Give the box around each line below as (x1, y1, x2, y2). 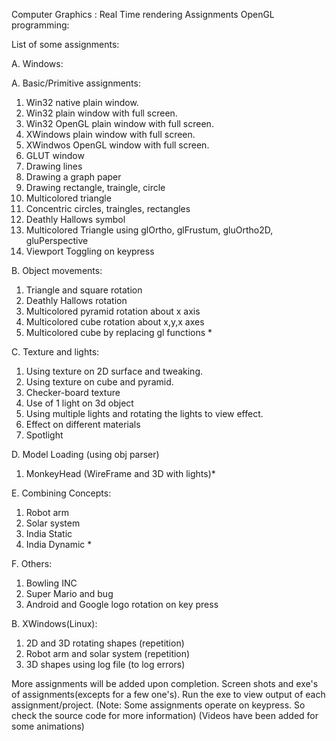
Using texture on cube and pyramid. (25, 376, 174, 388)
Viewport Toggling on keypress (25, 245, 155, 257)
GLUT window (25, 150, 85, 161)
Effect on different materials (25, 419, 141, 430)
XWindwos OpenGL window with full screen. (25, 139, 210, 151)
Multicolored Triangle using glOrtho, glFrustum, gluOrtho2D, (25, 224, 274, 236)
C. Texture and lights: (11, 346, 100, 358)
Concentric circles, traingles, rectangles (25, 203, 191, 214)
